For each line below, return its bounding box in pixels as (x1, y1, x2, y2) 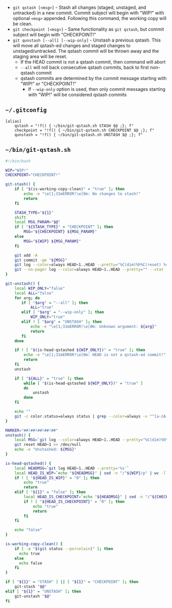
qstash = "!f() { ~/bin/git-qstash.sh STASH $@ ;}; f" (14, 123, 134, 128)
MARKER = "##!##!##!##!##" (5, 428, 58, 433)
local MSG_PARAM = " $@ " (14, 220, 60, 225)
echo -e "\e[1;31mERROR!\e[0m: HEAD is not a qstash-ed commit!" (24, 352, 166, 358)
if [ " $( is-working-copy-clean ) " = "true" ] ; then (14, 187, 125, 192)
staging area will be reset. (12, 53, 68, 60)
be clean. (12, 21, 33, 27)
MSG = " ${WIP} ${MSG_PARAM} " (24, 239, 81, 244)
